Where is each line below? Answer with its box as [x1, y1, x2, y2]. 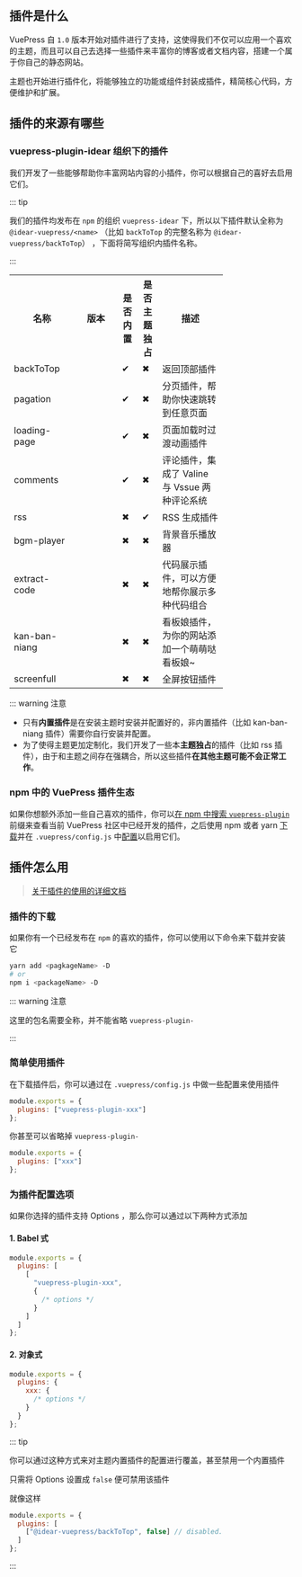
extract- [13, 572, 50, 584]
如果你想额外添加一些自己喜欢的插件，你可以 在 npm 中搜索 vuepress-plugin [9, 808, 290, 819]
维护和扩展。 [16, 86, 65, 97]
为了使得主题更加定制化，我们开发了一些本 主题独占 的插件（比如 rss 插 [22, 739, 283, 750]
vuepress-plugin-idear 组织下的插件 [9, 145, 169, 157]
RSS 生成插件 [162, 511, 218, 523]
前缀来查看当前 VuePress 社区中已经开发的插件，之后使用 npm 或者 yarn [9, 819, 279, 830]
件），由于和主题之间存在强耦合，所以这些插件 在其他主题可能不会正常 [22, 750, 279, 762]
